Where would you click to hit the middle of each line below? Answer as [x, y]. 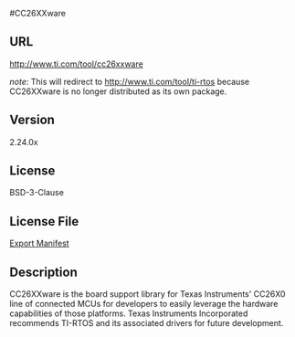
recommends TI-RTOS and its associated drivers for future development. [147, 323]
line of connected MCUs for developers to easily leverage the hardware [144, 304]
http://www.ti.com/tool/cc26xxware [76, 64]
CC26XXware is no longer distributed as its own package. [118, 91]
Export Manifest [40, 243]
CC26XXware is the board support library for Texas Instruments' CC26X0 [147, 294]
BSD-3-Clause [37, 193]
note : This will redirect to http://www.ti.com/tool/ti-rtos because [129, 81]
